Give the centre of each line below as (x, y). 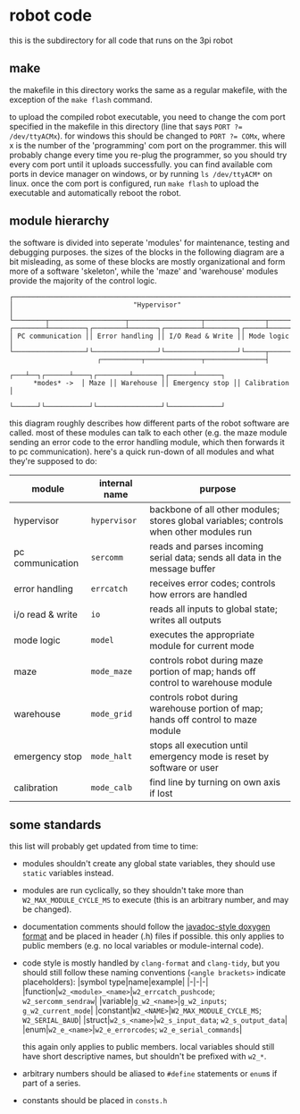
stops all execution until (199, 745)
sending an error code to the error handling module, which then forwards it (147, 442)
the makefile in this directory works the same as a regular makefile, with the (148, 89)
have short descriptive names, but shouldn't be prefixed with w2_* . (144, 1057)
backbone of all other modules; (215, 509)
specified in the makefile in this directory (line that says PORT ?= (126, 126)
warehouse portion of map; (206, 708)
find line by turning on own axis (215, 781)
